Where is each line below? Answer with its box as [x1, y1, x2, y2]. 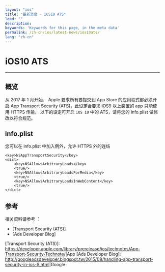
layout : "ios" [5, 7, 34, 12]
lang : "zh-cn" [5, 35, 34, 40]
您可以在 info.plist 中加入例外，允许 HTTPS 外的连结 [5, 143, 110, 149]
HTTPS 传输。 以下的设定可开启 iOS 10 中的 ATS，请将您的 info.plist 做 [10, 109, 154, 115]
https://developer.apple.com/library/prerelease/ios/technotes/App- [5, 246, 140, 252]
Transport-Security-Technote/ [5, 251, 66, 257]
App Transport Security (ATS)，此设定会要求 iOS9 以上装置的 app [10, 103, 143, 109]
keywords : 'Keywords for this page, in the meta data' [5, 26, 120, 30]
